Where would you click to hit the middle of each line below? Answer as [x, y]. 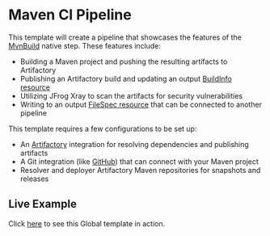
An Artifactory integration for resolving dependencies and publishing [134, 144]
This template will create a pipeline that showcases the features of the [125, 37]
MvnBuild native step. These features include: [85, 45]
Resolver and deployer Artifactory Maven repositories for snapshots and [140, 170]
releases [34, 179]
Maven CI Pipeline [70, 15]
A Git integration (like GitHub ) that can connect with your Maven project [139, 161]
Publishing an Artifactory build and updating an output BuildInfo [126, 78]
